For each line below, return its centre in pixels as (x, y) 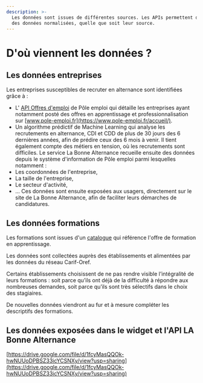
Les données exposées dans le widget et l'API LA (100, 330)
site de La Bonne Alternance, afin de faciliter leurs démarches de (96, 198)
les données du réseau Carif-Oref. (49, 262)
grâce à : (17, 96)
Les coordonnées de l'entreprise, (56, 172)
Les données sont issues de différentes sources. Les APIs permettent (102, 18)
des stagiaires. (24, 293)
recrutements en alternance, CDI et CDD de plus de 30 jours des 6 (98, 134)
